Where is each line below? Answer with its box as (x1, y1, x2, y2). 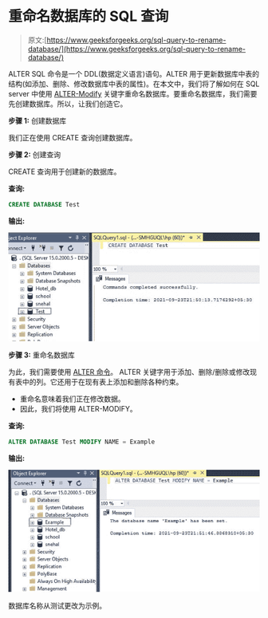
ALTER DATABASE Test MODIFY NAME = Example (8, 438, 156, 447)
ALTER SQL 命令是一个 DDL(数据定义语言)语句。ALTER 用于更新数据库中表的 (8, 69, 260, 78)
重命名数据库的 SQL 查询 (8, 7, 169, 26)
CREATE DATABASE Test (8, 200, 81, 208)
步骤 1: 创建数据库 (8, 116, 66, 125)
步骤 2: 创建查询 (8, 149, 61, 159)
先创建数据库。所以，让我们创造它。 (8, 99, 128, 108)
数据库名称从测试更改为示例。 (8, 601, 106, 611)
